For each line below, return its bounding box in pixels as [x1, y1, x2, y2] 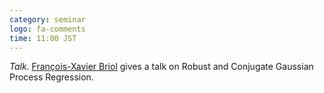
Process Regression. [9, 71, 94, 83]
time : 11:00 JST [9, 33, 77, 43]
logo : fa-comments [9, 24, 86, 34]
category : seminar [9, 14, 86, 25]
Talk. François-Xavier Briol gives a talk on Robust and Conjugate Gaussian [9, 61, 314, 73]
